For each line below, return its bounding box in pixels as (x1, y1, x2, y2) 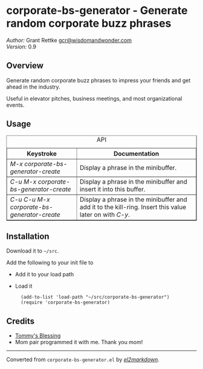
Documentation (114, 149, 159, 158)
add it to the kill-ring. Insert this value (79, 202, 186, 211)
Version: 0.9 (6, 43, 36, 50)
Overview (6, 61, 44, 71)
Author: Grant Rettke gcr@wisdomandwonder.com (6, 36, 132, 44)
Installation (6, 231, 50, 241)
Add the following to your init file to (6, 259, 94, 267)
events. (6, 101, 25, 108)
